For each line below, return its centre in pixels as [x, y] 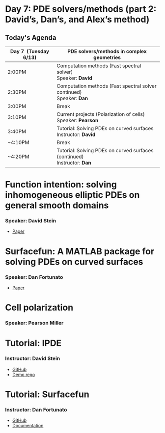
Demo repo [24, 375]
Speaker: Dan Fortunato [34, 277]
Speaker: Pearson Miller [34, 323]
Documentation [28, 426]
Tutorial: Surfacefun [47, 394]
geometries [107, 57]
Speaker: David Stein [31, 221]
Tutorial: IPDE [33, 343]
